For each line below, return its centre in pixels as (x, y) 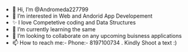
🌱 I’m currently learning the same (54, 29)
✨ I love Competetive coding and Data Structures (74, 22)
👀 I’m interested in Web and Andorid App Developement (82, 16)
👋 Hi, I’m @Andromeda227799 (50, 9)
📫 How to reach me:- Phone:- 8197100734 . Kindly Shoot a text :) (94, 43)
